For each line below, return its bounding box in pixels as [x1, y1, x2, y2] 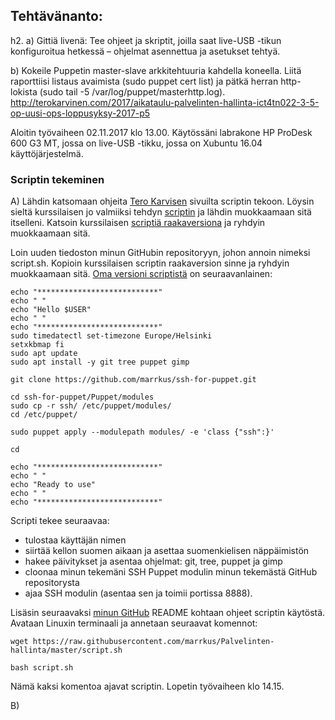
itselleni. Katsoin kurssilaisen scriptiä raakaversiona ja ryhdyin [10, 217, 266, 229]
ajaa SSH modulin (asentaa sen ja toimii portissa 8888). [24, 587, 253, 599]
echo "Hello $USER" [10, 305, 92, 315]
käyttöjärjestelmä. [10, 147, 84, 159]
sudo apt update [10, 349, 78, 359]
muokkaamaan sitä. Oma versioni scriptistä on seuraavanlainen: [10, 268, 273, 280]
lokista [10, 85, 38, 98]
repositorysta [24, 577, 80, 589]
